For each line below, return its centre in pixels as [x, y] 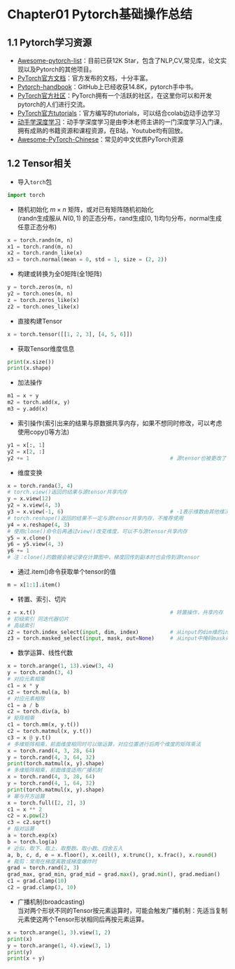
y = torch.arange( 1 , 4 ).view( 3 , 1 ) [59, 946]
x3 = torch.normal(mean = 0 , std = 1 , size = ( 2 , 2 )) [87, 260]
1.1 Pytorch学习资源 [50, 42]
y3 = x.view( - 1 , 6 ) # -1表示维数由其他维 [116, 512]
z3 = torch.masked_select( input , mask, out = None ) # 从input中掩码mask [116, 638]
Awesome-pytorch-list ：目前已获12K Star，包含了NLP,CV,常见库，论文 [119, 61]
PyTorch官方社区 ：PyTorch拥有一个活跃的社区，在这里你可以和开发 [114, 96]
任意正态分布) [37, 227]
